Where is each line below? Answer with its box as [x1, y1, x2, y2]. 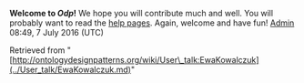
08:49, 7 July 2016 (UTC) [9, 27, 105, 37]
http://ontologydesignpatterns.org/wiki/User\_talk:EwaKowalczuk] [12, 55, 259, 65]
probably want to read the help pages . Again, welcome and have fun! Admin [9, 17, 295, 28]
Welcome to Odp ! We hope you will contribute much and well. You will [9, 8, 274, 18]
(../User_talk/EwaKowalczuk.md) [9, 64, 132, 75]
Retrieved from [9, 45, 66, 56]
